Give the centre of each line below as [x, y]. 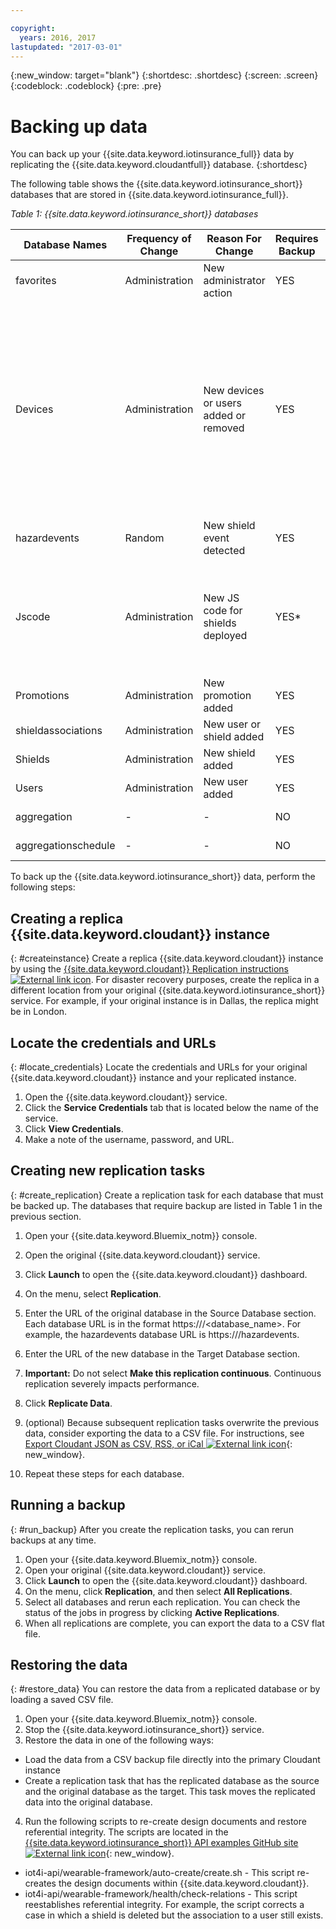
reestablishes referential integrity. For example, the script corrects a [164, 1905]
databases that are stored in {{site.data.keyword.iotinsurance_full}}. [149, 195]
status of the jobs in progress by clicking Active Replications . [152, 1612]
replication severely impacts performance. [112, 1383]
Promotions [42, 696]
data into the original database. [88, 1802]
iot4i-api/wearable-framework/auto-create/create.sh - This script [159, 1873]
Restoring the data [69, 1664]
